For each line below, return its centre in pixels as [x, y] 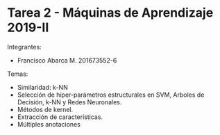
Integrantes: [24, 47]
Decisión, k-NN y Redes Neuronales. [69, 102]
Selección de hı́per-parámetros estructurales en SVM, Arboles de [111, 95]
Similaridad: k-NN [42, 87]
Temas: [18, 74]
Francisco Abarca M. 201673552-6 [67, 60]
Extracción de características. [60, 117]
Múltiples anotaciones [49, 124]
